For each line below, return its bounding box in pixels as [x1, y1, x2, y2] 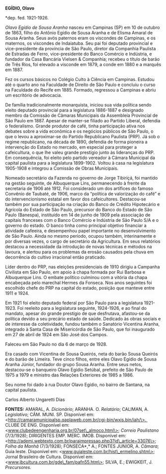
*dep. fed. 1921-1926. [5, 15, 49, 20]
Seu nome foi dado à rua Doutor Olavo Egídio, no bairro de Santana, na [5, 381, 150, 387]
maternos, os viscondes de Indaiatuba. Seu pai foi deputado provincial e [5, 40, 153, 46]
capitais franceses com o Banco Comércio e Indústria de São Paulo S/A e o [5, 217, 159, 223]
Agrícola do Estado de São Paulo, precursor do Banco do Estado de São [5, 207, 153, 212]
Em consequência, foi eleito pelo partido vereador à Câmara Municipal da [5, 155, 155, 161]
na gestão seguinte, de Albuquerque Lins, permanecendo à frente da [5, 180, 146, 186]
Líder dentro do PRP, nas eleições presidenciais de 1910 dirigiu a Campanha [5, 264, 160, 270]
